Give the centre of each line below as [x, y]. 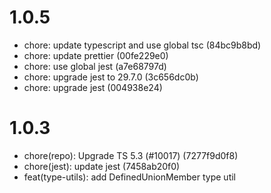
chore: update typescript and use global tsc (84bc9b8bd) [142, 45]
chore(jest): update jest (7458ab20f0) [102, 166]
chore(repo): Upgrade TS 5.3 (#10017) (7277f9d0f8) [131, 155]
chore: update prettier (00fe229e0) [96, 55]
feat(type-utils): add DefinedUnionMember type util [129, 177]
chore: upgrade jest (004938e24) [93, 87]
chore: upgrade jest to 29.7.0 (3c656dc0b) [111, 77]
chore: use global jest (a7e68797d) [95, 66]
